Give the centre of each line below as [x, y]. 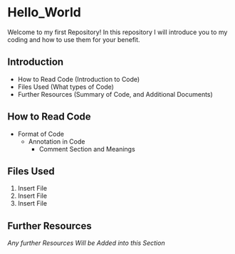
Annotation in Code [57, 141]
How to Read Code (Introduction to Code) [79, 79]
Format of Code [41, 134]
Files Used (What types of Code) [66, 87]
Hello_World [45, 12]
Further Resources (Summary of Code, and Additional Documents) [115, 94]
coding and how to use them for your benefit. [74, 39]
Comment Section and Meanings [87, 149]
